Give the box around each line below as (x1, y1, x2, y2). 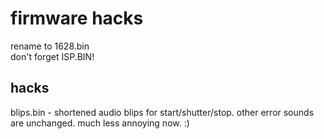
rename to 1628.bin (10, 40, 90, 52)
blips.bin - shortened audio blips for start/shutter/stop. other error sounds (10, 106, 315, 118)
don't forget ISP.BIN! (10, 50, 95, 62)
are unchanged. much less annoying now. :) (10, 117, 190, 129)
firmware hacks (10, 7, 144, 30)
